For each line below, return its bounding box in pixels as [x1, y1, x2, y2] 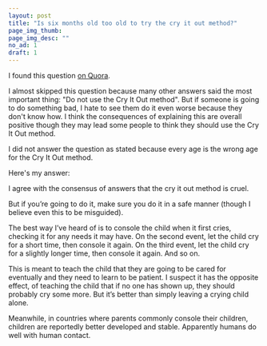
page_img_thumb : [8, 26, 62, 34]
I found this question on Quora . [8, 71, 110, 80]
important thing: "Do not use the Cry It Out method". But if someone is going [8, 95, 260, 104]
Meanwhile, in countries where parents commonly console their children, [8, 313, 249, 323]
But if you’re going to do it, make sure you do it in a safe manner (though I [8, 199, 251, 209]
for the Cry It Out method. [8, 153, 94, 162]
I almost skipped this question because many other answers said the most [8, 86, 253, 96]
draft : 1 [8, 49, 38, 57]
